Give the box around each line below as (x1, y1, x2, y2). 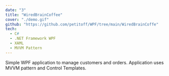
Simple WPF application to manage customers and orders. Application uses (5, 59, 164, 65)
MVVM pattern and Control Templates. (5, 65, 87, 71)
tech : (5, 27, 17, 32)
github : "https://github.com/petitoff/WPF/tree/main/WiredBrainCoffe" (5, 21, 159, 27)
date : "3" (5, 7, 27, 13)
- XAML (10, 41, 24, 46)
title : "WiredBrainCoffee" (5, 12, 63, 17)
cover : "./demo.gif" (5, 17, 50, 22)
